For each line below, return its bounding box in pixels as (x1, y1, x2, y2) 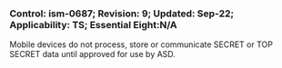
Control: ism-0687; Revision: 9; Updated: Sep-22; (9, 7, 235, 20)
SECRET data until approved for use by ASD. (9, 49, 176, 60)
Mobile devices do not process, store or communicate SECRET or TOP (9, 39, 273, 50)
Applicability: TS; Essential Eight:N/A (9, 18, 177, 31)
